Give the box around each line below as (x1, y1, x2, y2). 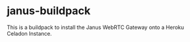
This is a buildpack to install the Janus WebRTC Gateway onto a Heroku (7, 24, 185, 31)
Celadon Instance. (7, 30, 52, 37)
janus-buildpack (7, 4, 91, 18)
